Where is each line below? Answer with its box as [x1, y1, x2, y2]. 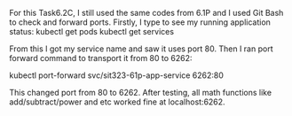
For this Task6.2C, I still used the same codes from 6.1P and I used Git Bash [9, 8, 284, 18]
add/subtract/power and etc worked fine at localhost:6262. [9, 97, 225, 107]
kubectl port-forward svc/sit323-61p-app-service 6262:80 [9, 70, 225, 81]
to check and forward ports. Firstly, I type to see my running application [9, 17, 271, 27]
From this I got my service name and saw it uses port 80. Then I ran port [9, 43, 273, 54]
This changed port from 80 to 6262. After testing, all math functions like [9, 88, 272, 97]
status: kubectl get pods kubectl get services [9, 27, 175, 36]
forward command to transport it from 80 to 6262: [9, 53, 193, 63]
